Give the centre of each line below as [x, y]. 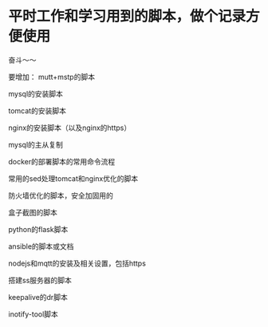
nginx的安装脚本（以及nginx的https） [70, 128]
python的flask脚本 [38, 229]
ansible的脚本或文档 [41, 246]
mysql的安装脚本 [36, 93]
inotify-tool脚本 [33, 314]
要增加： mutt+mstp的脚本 [52, 77]
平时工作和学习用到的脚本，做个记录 [127, 16]
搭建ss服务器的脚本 [40, 280]
